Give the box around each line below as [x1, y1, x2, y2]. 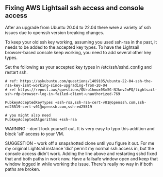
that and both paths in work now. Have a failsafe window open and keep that [5, 156, 158, 161]
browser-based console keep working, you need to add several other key [5, 49, 151, 55]
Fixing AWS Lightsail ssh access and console [5, 4, 144, 12]
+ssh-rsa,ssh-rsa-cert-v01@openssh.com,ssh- [55, 100, 147, 105]
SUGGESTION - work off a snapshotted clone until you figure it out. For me [5, 140, 155, 146]
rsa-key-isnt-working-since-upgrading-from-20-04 [5, 83, 108, 88]
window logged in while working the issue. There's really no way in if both [5, 161, 153, 167]
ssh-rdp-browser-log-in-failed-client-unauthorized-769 [5, 91, 120, 97]
